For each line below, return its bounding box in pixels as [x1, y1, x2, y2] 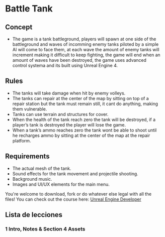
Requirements [5, 152, 50, 161]
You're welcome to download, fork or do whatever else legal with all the [5, 191, 152, 197]
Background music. [12, 176, 52, 182]
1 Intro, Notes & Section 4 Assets [5, 225, 85, 232]
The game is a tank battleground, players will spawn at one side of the [12, 36, 157, 42]
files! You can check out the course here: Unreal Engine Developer [5, 196, 142, 202]
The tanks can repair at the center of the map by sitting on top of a [12, 95, 149, 101]
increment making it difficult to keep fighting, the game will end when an [12, 52, 161, 58]
